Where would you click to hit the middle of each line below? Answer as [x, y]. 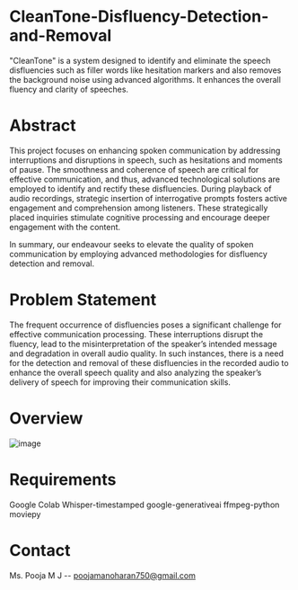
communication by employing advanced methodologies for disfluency [138, 254]
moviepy [25, 514]
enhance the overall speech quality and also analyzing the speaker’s [136, 372]
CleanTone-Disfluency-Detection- [139, 17]
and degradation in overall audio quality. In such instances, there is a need [147, 353]
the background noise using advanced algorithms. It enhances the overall [145, 79]
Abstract [43, 125]
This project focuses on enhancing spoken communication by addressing [145, 150]
